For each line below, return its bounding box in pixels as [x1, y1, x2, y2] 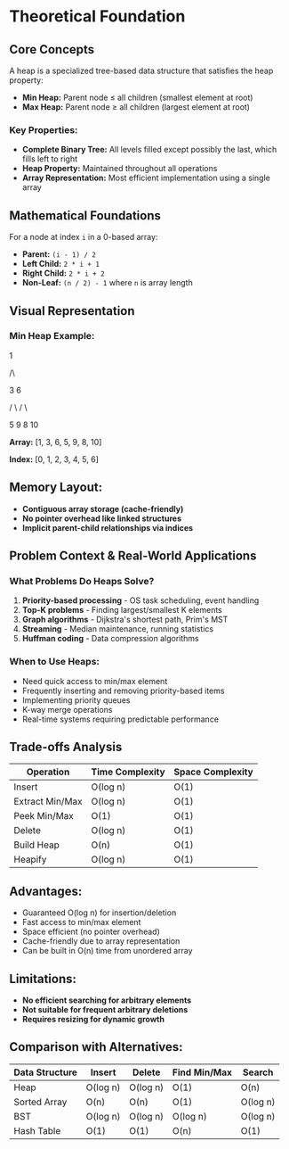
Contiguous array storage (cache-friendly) [21, 503, 184, 514]
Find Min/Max [172, 1066, 233, 1079]
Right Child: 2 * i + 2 [21, 268, 105, 278]
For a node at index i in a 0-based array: [9, 232, 158, 243]
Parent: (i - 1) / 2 [21, 249, 96, 260]
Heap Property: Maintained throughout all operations [21, 163, 218, 174]
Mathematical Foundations [9, 208, 162, 223]
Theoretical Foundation [9, 6, 186, 27]
